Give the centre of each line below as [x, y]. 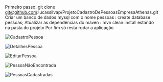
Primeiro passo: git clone [30, 7]
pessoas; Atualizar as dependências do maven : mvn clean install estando [80, 22]
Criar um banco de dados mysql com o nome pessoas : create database [78, 17]
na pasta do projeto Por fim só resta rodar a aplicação [59, 28]
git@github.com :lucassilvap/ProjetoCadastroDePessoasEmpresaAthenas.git [81, 12]
